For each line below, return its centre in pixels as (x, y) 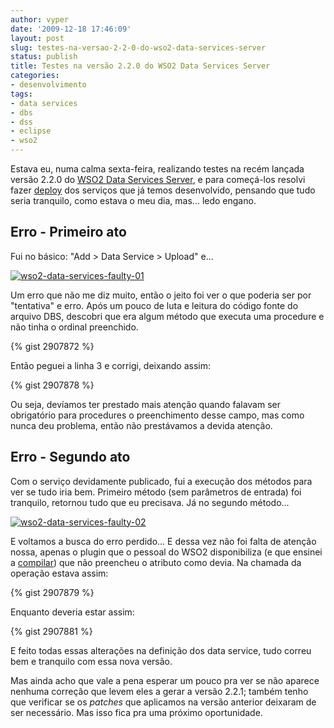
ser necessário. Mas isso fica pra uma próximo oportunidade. (136, 712)
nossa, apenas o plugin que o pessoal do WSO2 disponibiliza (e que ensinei (166, 552)
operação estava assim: (59, 573)
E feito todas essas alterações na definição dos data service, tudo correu (161, 650)
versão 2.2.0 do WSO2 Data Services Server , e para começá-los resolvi (158, 179)
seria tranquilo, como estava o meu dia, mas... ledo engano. (133, 200)
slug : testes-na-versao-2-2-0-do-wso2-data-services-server (138, 47)
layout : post (37, 38)
